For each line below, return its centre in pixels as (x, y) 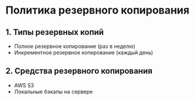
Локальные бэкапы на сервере (53, 92)
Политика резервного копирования (97, 10)
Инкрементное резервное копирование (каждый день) (84, 53)
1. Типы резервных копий (55, 32)
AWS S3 (24, 85)
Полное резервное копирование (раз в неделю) (75, 46)
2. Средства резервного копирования (79, 71)
